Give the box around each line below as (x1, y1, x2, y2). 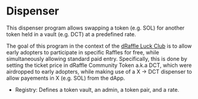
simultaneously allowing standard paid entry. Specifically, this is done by (6, 55, 188, 62)
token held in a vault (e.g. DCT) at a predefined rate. (6, 30, 136, 37)
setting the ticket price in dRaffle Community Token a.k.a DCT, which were (6, 62, 192, 69)
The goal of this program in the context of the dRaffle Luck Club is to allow (6, 42, 192, 49)
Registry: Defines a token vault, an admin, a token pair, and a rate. (15, 86, 180, 93)
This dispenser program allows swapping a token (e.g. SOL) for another (6, 24, 185, 31)
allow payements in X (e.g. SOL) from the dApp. (6, 74, 125, 81)
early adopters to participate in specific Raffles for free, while (6, 48, 159, 56)
